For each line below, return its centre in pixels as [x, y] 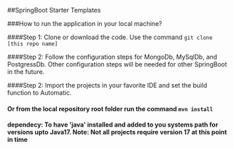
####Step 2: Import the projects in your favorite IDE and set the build [107, 85]
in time [18, 140]
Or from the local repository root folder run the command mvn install [110, 108]
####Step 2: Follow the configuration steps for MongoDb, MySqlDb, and [112, 57]
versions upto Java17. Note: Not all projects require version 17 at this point [117, 132]
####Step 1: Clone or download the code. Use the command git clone [110, 37]
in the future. [26, 72]
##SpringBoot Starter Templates [54, 10]
